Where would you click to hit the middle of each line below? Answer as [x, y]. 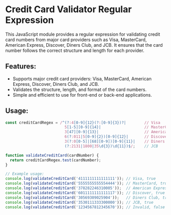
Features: [21, 66]
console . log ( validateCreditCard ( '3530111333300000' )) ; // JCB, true [79, 202]
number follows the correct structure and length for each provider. [75, 50]
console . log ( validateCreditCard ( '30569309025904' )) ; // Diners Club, [83, 197]
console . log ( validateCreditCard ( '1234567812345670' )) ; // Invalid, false [85, 207]
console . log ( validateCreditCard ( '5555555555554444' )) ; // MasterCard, [82, 183]
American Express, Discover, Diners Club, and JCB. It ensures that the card [84, 45]
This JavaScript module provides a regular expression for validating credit [83, 34]
